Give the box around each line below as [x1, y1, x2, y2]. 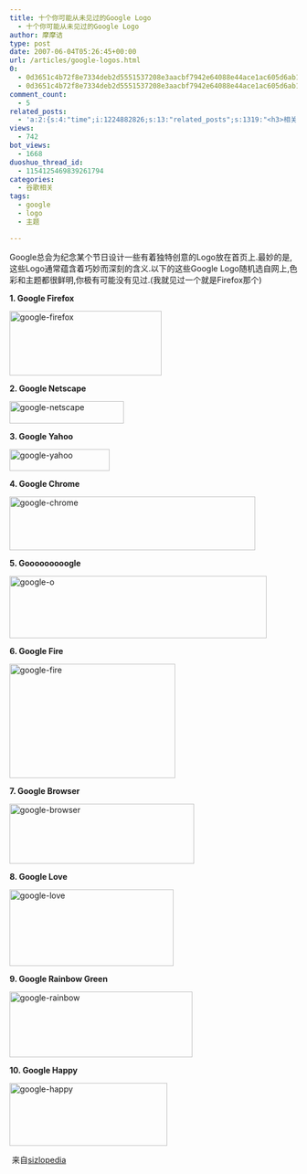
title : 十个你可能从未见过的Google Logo [9, 13, 152, 23]
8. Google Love [9, 871, 69, 882]
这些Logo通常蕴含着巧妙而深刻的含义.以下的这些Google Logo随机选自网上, [9, 262, 290, 274]
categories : [9, 175, 55, 184]
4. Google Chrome [9, 478, 80, 489]
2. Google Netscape [9, 383, 87, 394]
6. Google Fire [9, 645, 64, 656]
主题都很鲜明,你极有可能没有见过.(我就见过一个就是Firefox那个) [25, 274, 262, 285]
